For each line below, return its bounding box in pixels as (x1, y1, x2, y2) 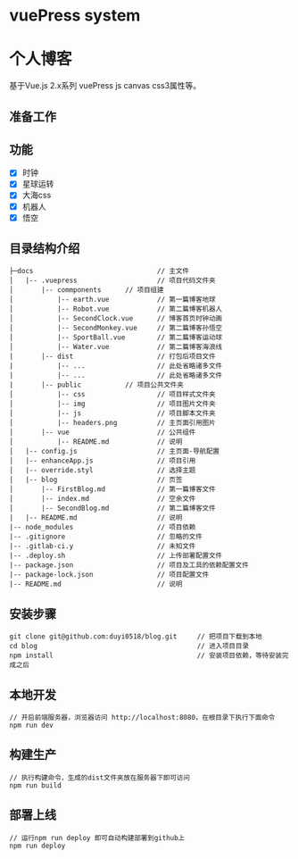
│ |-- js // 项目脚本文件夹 (9, 409, 216, 418)
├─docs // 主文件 (9, 267, 190, 276)
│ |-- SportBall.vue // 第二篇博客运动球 (9, 333, 223, 342)
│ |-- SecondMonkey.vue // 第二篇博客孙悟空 (9, 323, 223, 333)
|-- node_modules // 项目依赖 (9, 523, 196, 532)
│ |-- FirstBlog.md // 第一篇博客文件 (9, 485, 216, 494)
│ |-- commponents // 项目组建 (9, 286, 164, 295)
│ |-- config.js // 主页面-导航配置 (9, 447, 220, 456)
